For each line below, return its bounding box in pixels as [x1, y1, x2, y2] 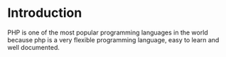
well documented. [7, 43, 60, 51]
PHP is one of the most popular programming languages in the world [7, 28, 208, 37]
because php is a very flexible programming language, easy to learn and [7, 35, 220, 44]
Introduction [7, 5, 82, 21]
